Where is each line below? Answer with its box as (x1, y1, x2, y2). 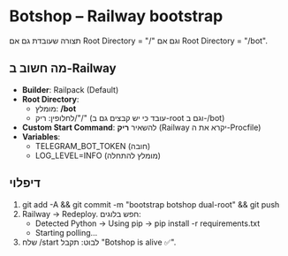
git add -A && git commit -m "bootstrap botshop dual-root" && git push (21, 199, 280, 209)
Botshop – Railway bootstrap (9, 6, 224, 26)
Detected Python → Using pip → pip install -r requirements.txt (34, 218, 261, 229)
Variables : (21, 131, 61, 142)
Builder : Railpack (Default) (21, 84, 119, 94)
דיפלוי (9, 176, 42, 191)
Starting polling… (34, 227, 98, 237)
